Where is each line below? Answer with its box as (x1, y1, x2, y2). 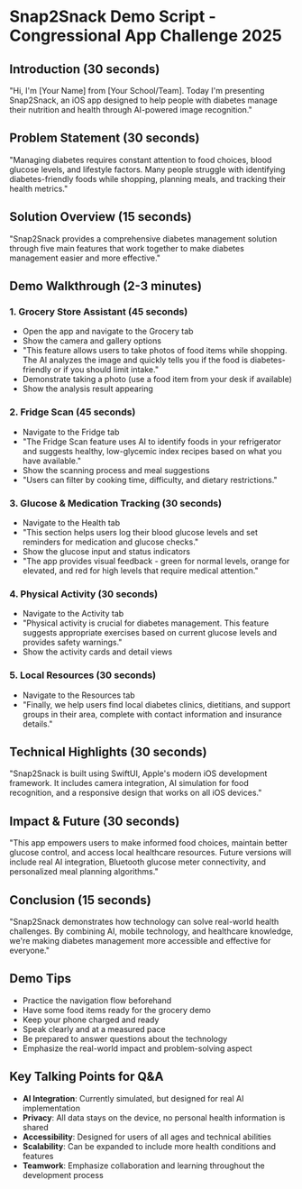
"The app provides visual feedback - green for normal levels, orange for (22, 555, 290, 566)
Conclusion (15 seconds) (9, 892, 151, 908)
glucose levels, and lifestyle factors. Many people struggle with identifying (9, 164, 286, 175)
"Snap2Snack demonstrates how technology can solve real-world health (9, 916, 279, 927)
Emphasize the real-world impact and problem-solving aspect (22, 1043, 252, 1054)
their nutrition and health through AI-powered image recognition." (9, 105, 252, 114)
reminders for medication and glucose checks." (22, 536, 199, 547)
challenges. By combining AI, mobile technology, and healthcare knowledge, (9, 926, 294, 937)
